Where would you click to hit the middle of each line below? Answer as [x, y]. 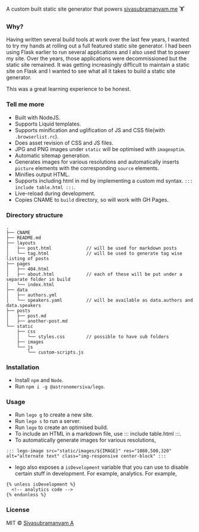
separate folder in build [38, 279]
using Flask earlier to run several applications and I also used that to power [98, 52]
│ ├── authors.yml [32, 295]
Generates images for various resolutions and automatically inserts [97, 162]
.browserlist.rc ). [37, 136]
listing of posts [28, 258]
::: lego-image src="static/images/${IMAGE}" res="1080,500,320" [89, 451]
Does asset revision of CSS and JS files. [64, 143]
